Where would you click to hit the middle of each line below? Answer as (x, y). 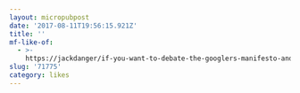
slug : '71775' (36, 67)
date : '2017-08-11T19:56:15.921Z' (74, 26)
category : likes (39, 75)
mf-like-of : (31, 42)
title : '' (28, 34)
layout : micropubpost (50, 17)
